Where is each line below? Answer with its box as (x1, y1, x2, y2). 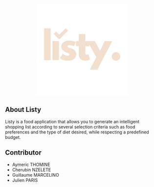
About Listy (5, 106, 42, 114)
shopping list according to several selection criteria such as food (5, 124, 135, 130)
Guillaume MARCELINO (12, 172, 60, 178)
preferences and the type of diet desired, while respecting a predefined (5, 129, 149, 135)
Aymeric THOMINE (12, 161, 50, 167)
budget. (5, 134, 21, 140)
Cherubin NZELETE (12, 166, 51, 173)
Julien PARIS (12, 177, 38, 183)
